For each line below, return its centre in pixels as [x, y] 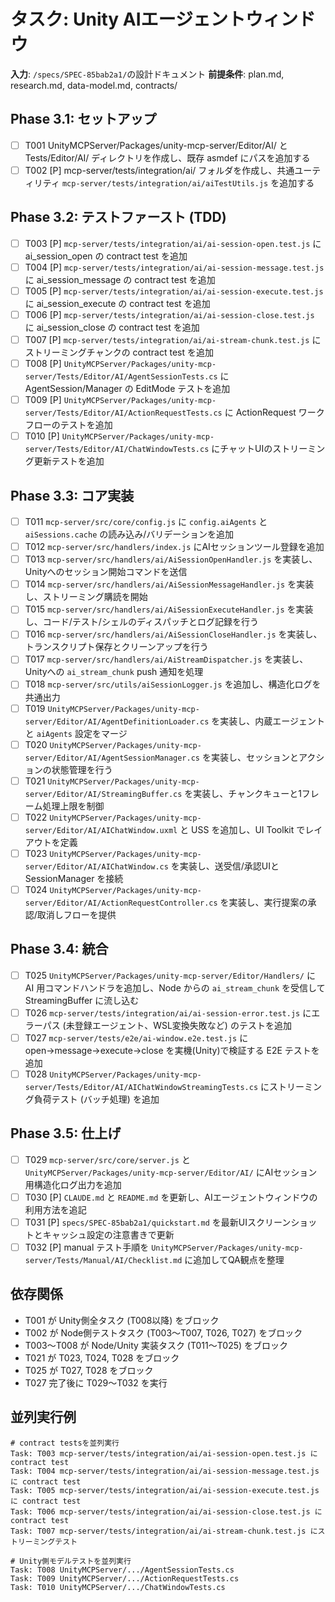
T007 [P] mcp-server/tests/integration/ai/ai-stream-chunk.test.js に [173, 339]
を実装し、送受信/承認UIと [225, 866]
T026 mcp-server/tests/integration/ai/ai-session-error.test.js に [168, 1012]
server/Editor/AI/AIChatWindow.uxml [101, 830]
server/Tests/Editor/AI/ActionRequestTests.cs [123, 413]
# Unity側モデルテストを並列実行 [71, 1561]
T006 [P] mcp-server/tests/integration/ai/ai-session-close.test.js [169, 314]
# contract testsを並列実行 [65, 1443]
